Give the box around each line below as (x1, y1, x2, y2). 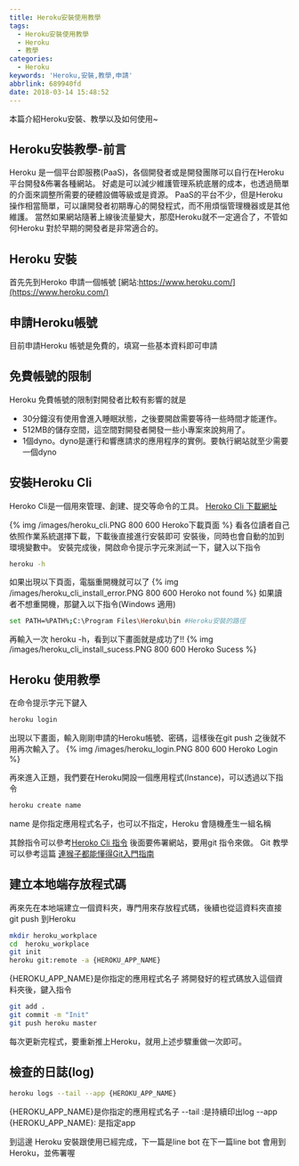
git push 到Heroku (9, 913, 76, 924)
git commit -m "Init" (9, 1011, 90, 1020)
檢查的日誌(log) (9, 1064, 95, 1080)
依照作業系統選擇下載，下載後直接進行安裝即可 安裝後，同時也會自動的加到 (9, 530, 285, 541)
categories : (9, 54, 53, 63)
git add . (9, 1002, 46, 1012)
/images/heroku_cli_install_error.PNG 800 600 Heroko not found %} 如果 (9, 587, 275, 598)
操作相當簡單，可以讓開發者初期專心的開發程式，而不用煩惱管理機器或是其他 (9, 201, 290, 211)
